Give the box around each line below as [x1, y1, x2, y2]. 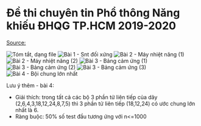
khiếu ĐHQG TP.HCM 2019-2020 [6, 19, 177, 33]
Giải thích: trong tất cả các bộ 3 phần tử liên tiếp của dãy [15, 93, 158, 101]
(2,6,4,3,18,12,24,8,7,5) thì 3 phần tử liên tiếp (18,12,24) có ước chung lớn [15, 100, 196, 107]
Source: [6, 39, 26, 46]
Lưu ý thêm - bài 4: [6, 82, 55, 89]
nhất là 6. [15, 106, 39, 113]
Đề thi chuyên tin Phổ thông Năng [6, 6, 180, 20]
